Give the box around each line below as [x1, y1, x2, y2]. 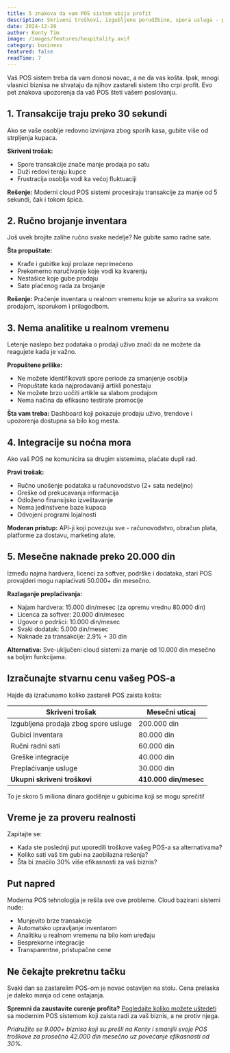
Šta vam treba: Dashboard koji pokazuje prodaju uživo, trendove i [7, 410, 193, 418]
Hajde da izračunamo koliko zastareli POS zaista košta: [7, 691, 162, 699]
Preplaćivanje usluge [10, 763, 78, 772]
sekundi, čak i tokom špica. [7, 195, 84, 203]
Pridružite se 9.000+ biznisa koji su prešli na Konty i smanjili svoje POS [7, 1025, 207, 1033]
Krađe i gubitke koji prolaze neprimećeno [16, 260, 133, 268]
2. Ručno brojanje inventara [7, 215, 127, 226]
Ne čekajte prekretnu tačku [7, 965, 126, 978]
